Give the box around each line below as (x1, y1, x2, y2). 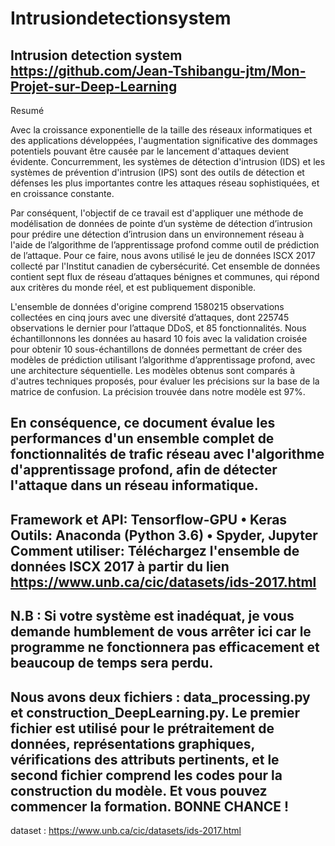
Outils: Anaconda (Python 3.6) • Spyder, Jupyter (10, 527, 318, 544)
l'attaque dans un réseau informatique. (10, 477, 259, 494)
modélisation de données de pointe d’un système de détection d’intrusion (10, 218, 313, 229)
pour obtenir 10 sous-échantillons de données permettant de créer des (10, 343, 303, 355)
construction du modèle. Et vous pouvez (10, 782, 268, 799)
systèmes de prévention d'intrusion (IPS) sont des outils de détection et (10, 167, 305, 178)
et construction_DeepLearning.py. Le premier (10, 704, 301, 721)
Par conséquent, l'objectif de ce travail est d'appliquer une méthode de (10, 207, 304, 219)
